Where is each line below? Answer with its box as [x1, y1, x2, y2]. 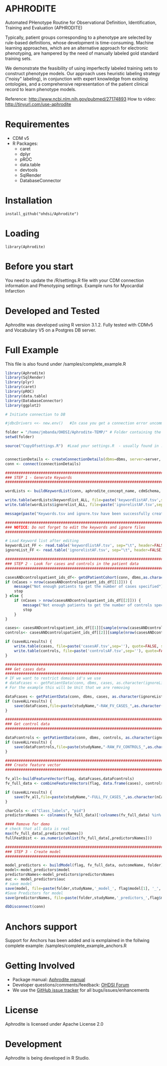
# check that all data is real [5, 827, 70, 832]
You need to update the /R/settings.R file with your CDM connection [5, 277, 144, 283]
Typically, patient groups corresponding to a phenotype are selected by [5, 34, 152, 40]
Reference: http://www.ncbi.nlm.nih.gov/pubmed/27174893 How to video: [5, 96, 156, 102]
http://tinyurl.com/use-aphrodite [5, 101, 71, 107]
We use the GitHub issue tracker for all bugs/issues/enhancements [12, 987, 150, 993]
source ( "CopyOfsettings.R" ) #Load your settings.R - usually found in [5, 443, 159, 448]
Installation [5, 195, 53, 207]
